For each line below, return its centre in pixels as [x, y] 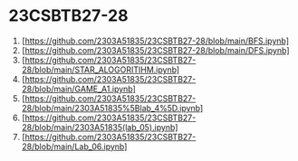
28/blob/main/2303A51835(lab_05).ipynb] [100, 127]
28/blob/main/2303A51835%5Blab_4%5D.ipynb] [112, 108]
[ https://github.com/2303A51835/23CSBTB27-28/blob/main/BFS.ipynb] [155, 41]
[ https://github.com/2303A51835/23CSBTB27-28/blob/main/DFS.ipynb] [156, 50]
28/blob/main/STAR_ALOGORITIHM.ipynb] [101, 70]
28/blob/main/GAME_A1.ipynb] [79, 89]
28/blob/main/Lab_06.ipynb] [74, 147]
